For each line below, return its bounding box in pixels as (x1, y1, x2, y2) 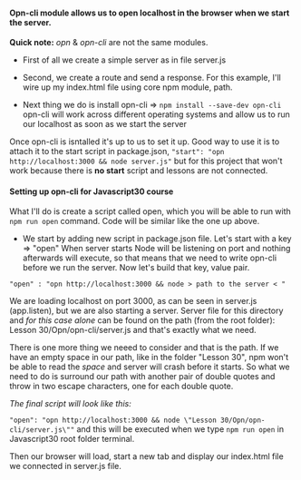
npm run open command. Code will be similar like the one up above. (9, 216, 260, 227)
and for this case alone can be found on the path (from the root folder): (9, 315, 276, 326)
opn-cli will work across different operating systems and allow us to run (22, 109, 290, 120)
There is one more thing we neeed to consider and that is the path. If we (9, 342, 279, 353)
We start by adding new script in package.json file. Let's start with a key (22, 233, 292, 244)
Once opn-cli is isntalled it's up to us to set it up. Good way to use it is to (9, 136, 280, 147)
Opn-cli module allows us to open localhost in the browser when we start (9, 7, 290, 18)
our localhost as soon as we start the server (22, 119, 188, 130)
